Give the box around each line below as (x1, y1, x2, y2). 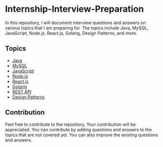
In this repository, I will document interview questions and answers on (5, 20, 146, 26)
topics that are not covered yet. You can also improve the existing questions (5, 132, 158, 138)
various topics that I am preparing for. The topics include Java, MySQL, (5, 25, 149, 30)
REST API (12, 88, 32, 94)
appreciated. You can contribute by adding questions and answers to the (5, 126, 152, 132)
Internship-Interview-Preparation (5, 3, 144, 15)
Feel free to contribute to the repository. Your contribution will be (5, 121, 136, 127)
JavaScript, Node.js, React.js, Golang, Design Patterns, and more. (5, 30, 138, 36)
